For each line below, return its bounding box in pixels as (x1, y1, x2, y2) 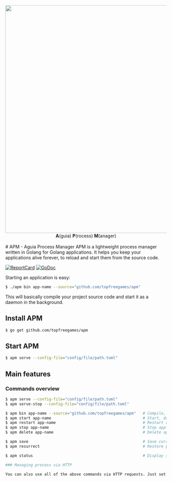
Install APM (5, 314, 42, 323)
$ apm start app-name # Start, (5, 415, 161, 420)
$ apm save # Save (5, 439, 157, 445)
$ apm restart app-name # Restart (5, 420, 164, 426)
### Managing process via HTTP (5, 462, 72, 468)
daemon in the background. (5, 299, 64, 305)
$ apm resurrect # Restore (5, 444, 164, 449)
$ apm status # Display (5, 453, 164, 458)
